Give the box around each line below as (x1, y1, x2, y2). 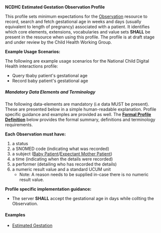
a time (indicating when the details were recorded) (12, 156, 113, 162)
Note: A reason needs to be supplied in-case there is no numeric (19, 171, 149, 177)
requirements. (5, 121, 33, 128)
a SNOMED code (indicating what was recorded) (12, 146, 110, 151)
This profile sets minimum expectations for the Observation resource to (5, 14, 148, 19)
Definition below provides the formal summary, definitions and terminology (5, 116, 156, 122)
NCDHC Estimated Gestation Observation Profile (5, 4, 105, 10)
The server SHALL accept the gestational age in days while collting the (12, 195, 154, 201)
